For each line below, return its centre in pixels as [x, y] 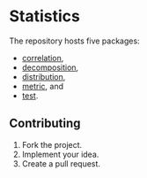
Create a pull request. [61, 163]
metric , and [43, 86]
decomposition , [50, 67]
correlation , [43, 58]
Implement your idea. [60, 154]
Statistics [45, 16]
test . [30, 96]
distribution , [44, 76]
